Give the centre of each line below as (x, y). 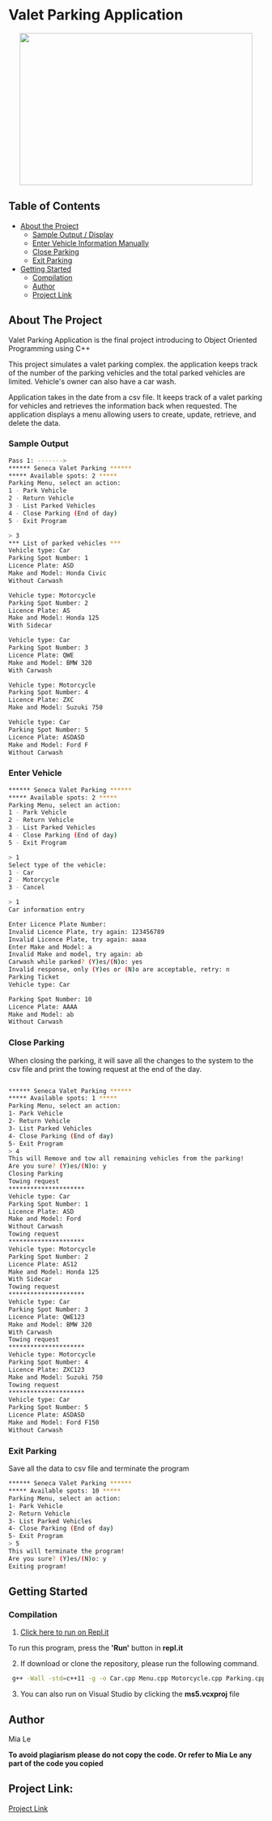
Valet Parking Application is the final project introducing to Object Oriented (133, 340)
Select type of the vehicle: (57, 865)
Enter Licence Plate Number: (57, 924)
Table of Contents (55, 206)
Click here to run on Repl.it (64, 1632)
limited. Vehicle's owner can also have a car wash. (92, 381)
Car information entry (47, 910)
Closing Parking (36, 1174)
